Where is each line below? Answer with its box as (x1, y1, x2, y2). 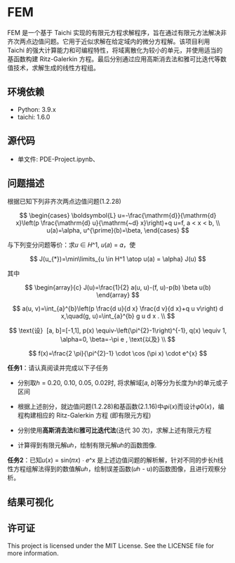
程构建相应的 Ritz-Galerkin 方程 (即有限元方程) (17, 411, 152, 420)
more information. (7, 549, 59, 557)
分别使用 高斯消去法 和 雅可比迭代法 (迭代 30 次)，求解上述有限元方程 (17, 426, 212, 434)
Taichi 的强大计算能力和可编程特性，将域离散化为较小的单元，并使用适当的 (7, 46, 223, 54)
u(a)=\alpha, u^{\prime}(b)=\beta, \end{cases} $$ (46, 226, 189, 235)
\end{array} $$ (95, 291, 140, 299)
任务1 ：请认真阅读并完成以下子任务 (7, 363, 109, 373)
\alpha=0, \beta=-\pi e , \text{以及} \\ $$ (60, 335, 175, 344)
